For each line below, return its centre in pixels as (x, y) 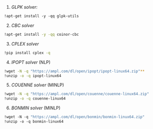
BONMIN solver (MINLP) (36, 108)
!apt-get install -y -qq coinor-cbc (41, 34)
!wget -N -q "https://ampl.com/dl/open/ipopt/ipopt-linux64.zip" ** (75, 71)
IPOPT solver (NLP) (31, 62)
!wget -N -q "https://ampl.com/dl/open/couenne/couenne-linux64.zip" (77, 94)
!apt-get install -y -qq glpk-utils (41, 16)
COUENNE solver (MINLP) (38, 85)
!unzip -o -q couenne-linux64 (35, 99)
